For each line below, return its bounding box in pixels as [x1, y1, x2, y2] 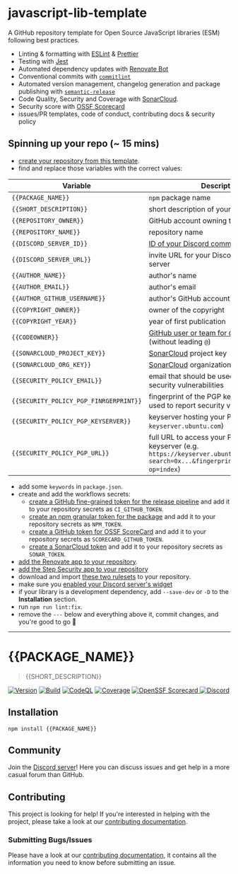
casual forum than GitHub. [8, 771, 85, 779]
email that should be [148, 371, 216, 381]
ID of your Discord [148, 238, 209, 248]
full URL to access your [148, 432, 226, 442]
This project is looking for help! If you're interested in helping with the [8, 810, 210, 818]
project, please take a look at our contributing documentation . [8, 817, 188, 826]
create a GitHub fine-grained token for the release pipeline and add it [28, 497, 230, 506]
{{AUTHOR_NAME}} [11, 271, 66, 279]
